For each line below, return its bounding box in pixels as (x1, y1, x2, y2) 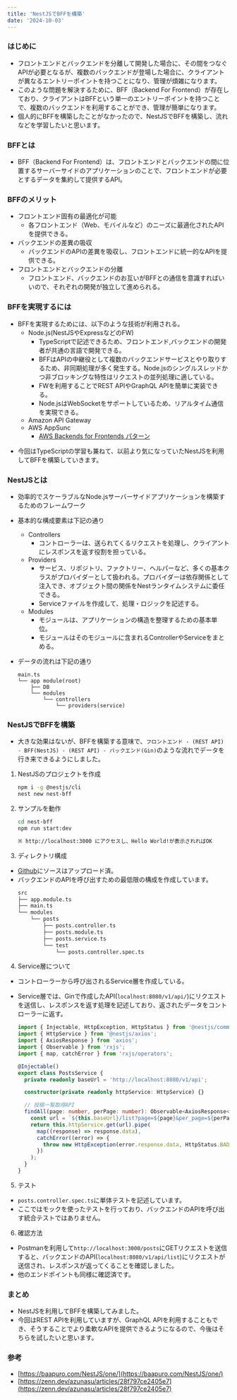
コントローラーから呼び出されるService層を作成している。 (17, 977, 188, 986)
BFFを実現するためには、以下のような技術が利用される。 (17, 319, 184, 328)
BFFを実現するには (7, 302, 72, 312)
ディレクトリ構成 (17, 851, 67, 859)
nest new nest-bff (17, 791, 72, 798)
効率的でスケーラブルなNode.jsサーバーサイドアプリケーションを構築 (17, 492, 219, 500)
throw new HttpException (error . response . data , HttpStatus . (43, 1141, 221, 1148)
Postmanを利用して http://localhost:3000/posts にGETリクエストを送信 (17, 1243, 228, 1252)
